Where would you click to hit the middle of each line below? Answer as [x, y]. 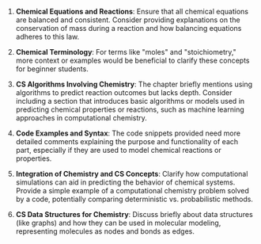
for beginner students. [52, 69]
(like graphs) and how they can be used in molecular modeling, [118, 223]
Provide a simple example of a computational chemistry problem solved [132, 191]
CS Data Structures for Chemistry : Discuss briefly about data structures [134, 214]
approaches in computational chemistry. [81, 118]
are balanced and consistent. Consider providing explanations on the [128, 20]
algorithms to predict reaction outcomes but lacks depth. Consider [124, 93]
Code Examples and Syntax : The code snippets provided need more [128, 133]
